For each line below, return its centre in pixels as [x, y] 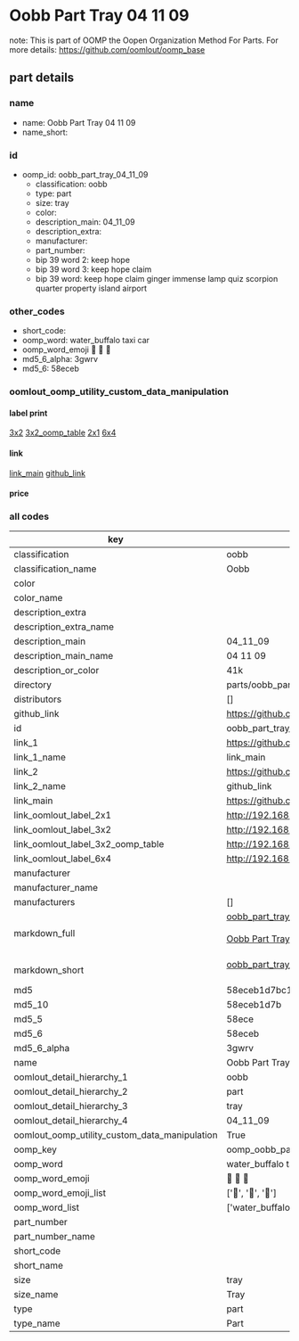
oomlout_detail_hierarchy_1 [71, 1077]
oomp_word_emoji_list [60, 1193]
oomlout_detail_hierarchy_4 [71, 1121]
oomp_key [36, 1149]
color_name [38, 598]
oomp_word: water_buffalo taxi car [85, 341]
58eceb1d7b [254, 1005]
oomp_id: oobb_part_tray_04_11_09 [85, 174]
